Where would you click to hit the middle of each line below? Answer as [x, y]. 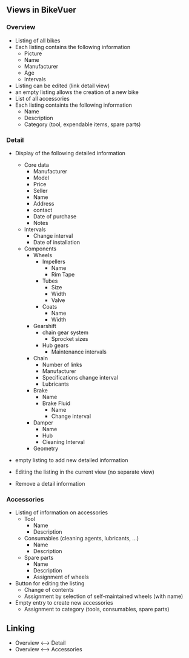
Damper [43, 422]
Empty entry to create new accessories [64, 603]
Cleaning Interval [63, 441]
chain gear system [65, 332]
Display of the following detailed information [70, 153]
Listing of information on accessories [61, 512]
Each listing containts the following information [73, 105]
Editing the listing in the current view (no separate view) [85, 472]
